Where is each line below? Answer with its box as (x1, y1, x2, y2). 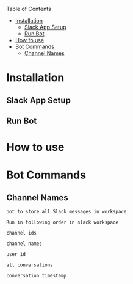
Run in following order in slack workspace (6, 219, 119, 225)
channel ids (6, 230, 37, 236)
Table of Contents (6, 5, 52, 12)
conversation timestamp (6, 273, 67, 279)
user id (6, 252, 26, 258)
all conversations (6, 262, 53, 268)
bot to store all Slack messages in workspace (6, 209, 127, 215)
